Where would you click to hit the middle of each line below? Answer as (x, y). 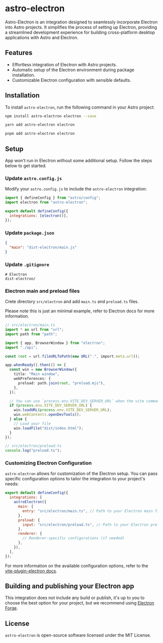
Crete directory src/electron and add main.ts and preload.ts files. (72, 302)
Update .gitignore (27, 265)
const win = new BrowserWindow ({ (43, 370)
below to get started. (26, 166)
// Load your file (32, 424)
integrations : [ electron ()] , (39, 216)
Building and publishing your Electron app (70, 586)
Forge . (11, 608)
